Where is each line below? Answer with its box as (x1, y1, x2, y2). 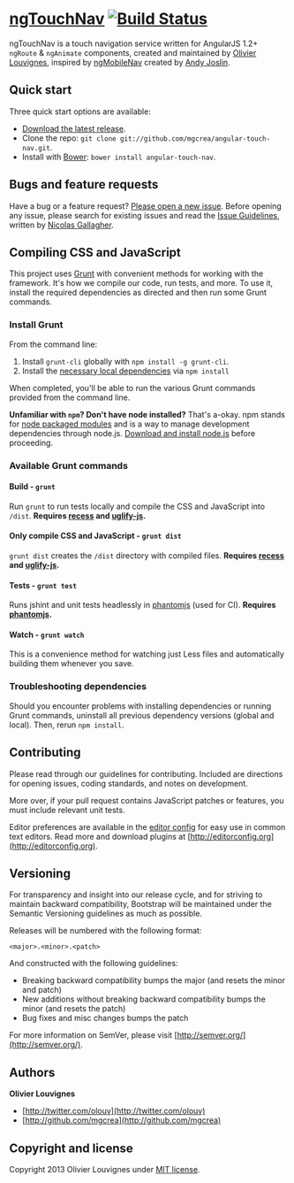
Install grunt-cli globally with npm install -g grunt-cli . (21, 356, 230, 366)
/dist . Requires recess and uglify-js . (9, 510, 147, 521)
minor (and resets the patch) (21, 1003, 126, 1014)
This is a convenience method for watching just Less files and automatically (9, 649, 284, 659)
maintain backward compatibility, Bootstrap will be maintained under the (9, 899, 272, 910)
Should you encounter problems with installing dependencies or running (9, 700, 272, 711)
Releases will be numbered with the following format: (9, 926, 202, 936)
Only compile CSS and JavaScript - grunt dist (9, 531, 182, 542)
